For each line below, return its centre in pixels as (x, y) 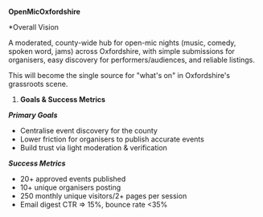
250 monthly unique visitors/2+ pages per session (103, 196)
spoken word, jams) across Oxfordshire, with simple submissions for (122, 51)
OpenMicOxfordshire (44, 12)
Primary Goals (33, 115)
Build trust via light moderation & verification (93, 147)
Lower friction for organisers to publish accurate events (112, 139)
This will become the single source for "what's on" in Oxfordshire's (119, 75)
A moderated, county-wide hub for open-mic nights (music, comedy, (122, 43)
